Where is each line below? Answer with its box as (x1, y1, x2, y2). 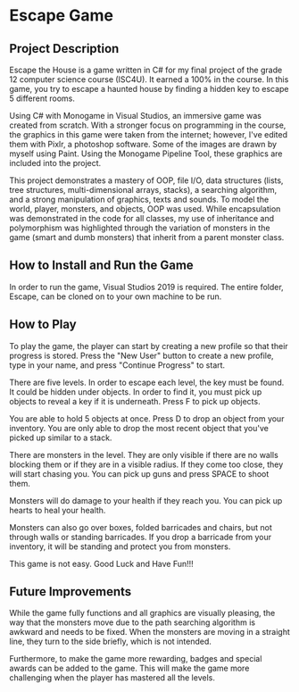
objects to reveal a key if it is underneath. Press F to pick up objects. (9, 396, 261, 406)
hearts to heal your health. (9, 504, 106, 515)
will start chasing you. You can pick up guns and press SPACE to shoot (9, 468, 270, 479)
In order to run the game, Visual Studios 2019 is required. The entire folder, (9, 281, 284, 292)
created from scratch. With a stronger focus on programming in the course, (9, 120, 287, 130)
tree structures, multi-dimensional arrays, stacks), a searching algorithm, (9, 185, 278, 195)
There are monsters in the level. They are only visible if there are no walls (9, 449, 278, 460)
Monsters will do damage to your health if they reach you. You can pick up (9, 495, 283, 505)
